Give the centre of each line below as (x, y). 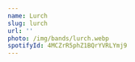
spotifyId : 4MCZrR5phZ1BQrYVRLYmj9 (67, 46)
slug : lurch (27, 23)
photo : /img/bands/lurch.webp (59, 38)
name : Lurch (27, 16)
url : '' (21, 31)
